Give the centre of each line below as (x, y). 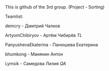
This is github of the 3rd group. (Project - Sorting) (55, 7)
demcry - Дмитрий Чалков (33, 26)
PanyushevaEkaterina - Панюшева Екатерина (52, 45)
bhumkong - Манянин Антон (34, 54)
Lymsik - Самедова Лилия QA (36, 63)
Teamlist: (14, 16)
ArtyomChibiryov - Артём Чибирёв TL (44, 35)
